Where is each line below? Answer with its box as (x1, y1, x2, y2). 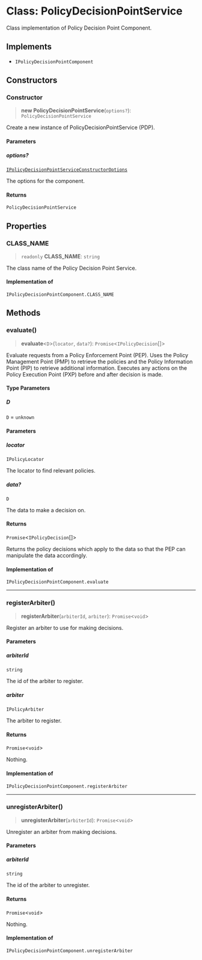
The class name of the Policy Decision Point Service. (6, 264, 137, 272)
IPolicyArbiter (6, 707, 44, 713)
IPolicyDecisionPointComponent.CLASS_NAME (6, 291, 114, 298)
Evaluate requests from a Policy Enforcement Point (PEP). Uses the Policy (6, 351, 188, 358)
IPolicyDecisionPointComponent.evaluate (6, 579, 109, 585)
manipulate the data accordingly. (6, 552, 88, 559)
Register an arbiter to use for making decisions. (6, 624, 124, 631)
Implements (6, 42, 52, 52)
